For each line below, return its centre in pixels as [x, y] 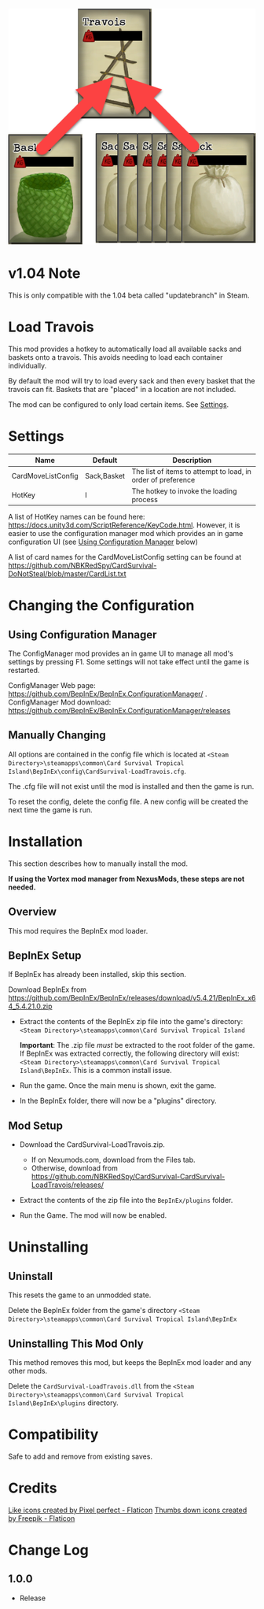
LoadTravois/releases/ [68, 1185]
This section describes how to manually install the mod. [98, 864]
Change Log [48, 1550]
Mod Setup [35, 1125]
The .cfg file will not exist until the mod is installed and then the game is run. [131, 786]
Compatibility [53, 1435]
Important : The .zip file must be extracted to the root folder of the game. [137, 1045]
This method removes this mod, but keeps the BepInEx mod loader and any [130, 1363]
